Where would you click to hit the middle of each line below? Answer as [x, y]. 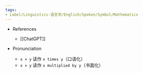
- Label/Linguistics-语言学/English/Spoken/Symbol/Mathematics [72, 15]
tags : [11, 10]
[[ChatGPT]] [33, 39]
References [24, 29]
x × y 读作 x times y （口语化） [53, 59]
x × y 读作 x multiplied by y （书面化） [61, 65]
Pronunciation [27, 48]
